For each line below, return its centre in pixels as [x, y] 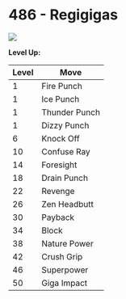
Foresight [59, 165]
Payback [58, 217]
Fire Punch [62, 86]
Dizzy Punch [65, 125]
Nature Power [68, 243]
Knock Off [61, 138]
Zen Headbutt [68, 204]
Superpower [65, 270]
